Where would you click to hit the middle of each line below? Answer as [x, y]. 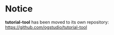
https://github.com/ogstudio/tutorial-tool [46, 27]
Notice [19, 9]
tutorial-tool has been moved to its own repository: [57, 22]
